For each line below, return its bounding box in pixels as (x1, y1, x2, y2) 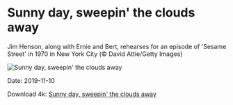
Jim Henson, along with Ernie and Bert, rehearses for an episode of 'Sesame (7, 42, 227, 50)
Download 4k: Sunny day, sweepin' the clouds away (7, 90, 156, 98)
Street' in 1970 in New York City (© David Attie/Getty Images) (7, 50, 183, 58)
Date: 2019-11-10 (7, 76, 56, 84)
